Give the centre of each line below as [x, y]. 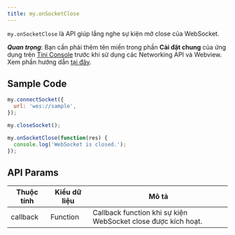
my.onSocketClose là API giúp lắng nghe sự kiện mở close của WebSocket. [113, 33]
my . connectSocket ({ [36, 100]
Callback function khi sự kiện [140, 213]
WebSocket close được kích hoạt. [148, 222]
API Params [33, 173]
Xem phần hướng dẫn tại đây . [50, 62]
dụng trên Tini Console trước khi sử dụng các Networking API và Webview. [115, 54]
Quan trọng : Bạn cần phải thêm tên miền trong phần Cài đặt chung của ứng [117, 47]
